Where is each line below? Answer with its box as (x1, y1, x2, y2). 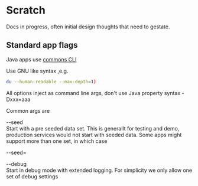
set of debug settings (6, 172, 59, 180)
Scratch (6, 4, 46, 17)
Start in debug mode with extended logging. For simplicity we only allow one (6, 167, 193, 174)
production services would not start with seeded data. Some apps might (6, 131, 182, 138)
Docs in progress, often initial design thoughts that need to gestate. (6, 23, 170, 30)
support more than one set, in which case (6, 137, 108, 145)
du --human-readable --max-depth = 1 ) (6, 79, 96, 84)
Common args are (6, 107, 50, 114)
